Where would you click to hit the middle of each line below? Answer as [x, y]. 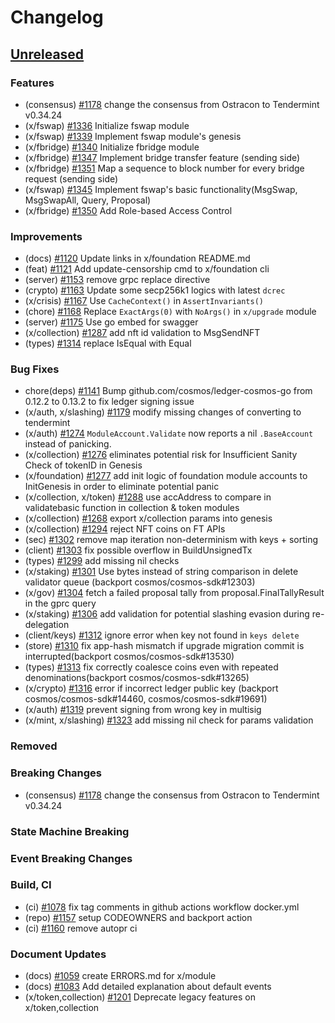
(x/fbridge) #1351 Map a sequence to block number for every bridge [164, 168]
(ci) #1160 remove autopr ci [81, 928]
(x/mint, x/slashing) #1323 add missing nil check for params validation [169, 720]
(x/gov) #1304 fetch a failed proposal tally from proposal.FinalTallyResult [174, 593]
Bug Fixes [35, 369]
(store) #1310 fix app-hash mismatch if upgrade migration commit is [164, 646]
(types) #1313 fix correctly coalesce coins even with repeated [151, 667]
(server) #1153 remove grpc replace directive [117, 280]
